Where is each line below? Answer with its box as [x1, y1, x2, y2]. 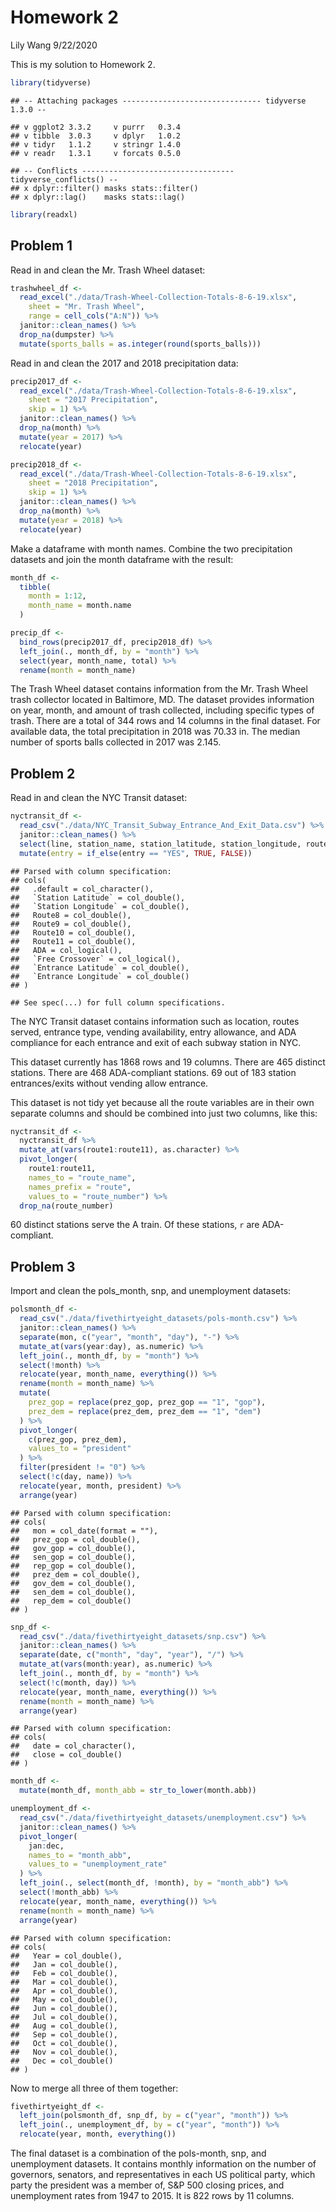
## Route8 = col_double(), [10, 910, 132, 920]
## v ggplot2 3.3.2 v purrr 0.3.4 [10, 122, 182, 132]
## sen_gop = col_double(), [10, 1552, 137, 1562]
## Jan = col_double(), [10, 1959, 118, 1970]
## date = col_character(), [10, 1741, 137, 1751]
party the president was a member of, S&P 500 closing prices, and [10, 2179, 285, 2191]
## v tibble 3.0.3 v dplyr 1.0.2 [10, 131, 182, 141]
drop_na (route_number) [19, 1201, 114, 1211]
